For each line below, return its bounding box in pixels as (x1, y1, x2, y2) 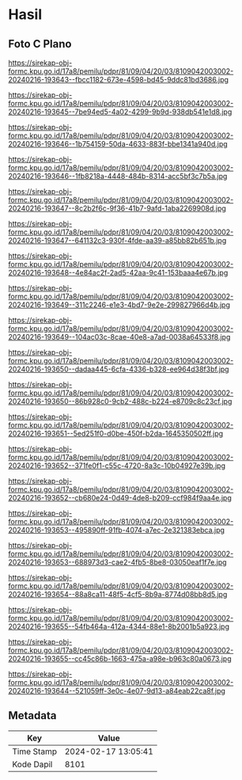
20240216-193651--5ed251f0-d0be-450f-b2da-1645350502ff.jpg (8, 429, 224, 438)
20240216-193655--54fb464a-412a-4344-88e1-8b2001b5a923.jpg (8, 622, 229, 631)
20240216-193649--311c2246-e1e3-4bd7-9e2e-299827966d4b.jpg (8, 300, 231, 310)
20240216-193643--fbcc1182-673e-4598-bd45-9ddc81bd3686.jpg (8, 75, 229, 84)
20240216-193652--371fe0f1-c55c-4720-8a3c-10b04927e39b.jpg (8, 461, 226, 470)
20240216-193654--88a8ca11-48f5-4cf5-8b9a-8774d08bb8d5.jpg (8, 590, 228, 599)
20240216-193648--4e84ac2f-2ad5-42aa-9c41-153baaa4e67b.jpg (8, 268, 229, 277)
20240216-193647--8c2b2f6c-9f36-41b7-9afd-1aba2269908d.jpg (8, 204, 227, 213)
